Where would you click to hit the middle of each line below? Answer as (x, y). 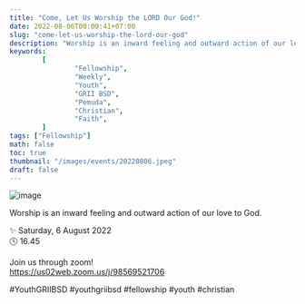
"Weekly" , (93, 77)
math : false (32, 144)
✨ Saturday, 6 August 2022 (60, 230)
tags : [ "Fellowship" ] (50, 136)
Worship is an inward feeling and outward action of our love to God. (136, 213)
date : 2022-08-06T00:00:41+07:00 (73, 26)
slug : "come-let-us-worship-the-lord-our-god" (99, 34)
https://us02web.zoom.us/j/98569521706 (87, 272)
